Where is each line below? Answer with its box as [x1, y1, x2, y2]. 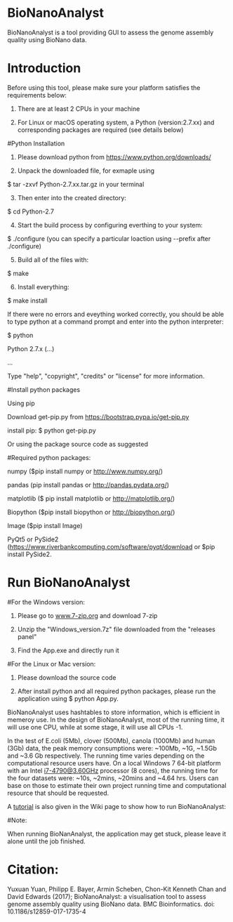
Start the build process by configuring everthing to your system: [17, 220, 204, 229]
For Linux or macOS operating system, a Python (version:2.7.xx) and [17, 118, 215, 126]
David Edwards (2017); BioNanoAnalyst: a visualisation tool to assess [7, 892, 206, 900]
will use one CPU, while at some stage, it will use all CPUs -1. [7, 723, 183, 731]
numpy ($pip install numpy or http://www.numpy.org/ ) [7, 467, 164, 475]
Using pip [7, 399, 35, 407]
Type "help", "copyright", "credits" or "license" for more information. [7, 371, 205, 380]
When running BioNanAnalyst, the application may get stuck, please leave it [7, 829, 227, 838]
